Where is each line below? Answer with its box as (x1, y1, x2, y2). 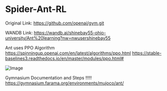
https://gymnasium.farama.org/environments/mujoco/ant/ (5, 80, 124, 86)
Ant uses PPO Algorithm (5, 44, 55, 50)
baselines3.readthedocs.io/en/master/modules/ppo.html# (5, 55, 124, 61)
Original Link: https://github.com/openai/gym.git (5, 20, 104, 26)
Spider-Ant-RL (5, 3, 66, 15)
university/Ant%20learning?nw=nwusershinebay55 (5, 35, 111, 41)
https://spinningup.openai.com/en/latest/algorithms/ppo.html (5, 50, 131, 56)
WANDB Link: (5, 29, 33, 35)
